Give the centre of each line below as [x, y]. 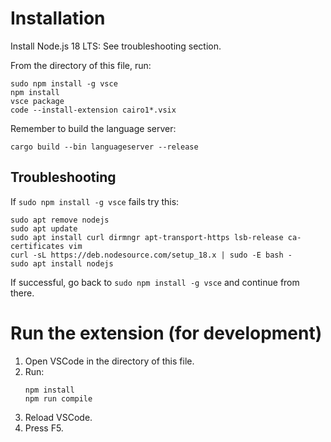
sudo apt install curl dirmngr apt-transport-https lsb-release [147, 237]
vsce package [37, 101]
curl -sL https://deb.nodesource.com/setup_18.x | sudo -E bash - [151, 255]
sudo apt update [44, 228]
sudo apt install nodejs [62, 263]
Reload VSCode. [58, 417]
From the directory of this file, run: [81, 65]
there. [22, 293]
